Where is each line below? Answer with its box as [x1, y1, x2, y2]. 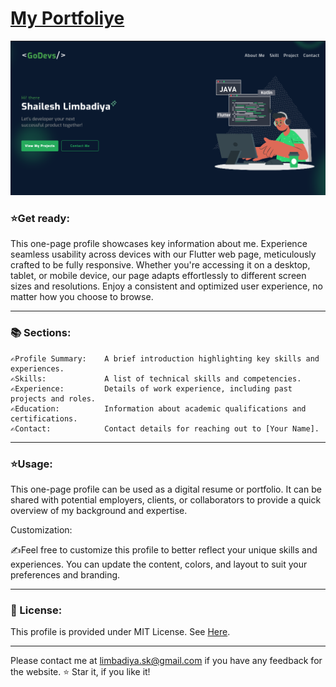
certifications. [10, 413, 78, 424]
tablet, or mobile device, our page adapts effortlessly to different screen [10, 270, 307, 282]
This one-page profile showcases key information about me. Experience [10, 238, 308, 250]
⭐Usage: [10, 457, 53, 471]
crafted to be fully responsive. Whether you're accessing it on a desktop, [10, 259, 311, 271]
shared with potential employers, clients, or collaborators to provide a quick [10, 493, 322, 506]
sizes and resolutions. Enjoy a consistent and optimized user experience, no [10, 280, 323, 292]
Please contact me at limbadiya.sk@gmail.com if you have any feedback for [10, 655, 323, 667]
